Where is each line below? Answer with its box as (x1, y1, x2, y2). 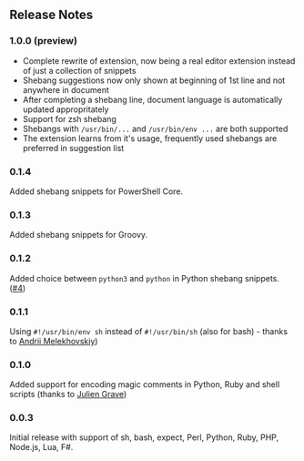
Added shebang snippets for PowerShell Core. (9, 186, 184, 197)
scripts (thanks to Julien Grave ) (9, 389, 127, 400)
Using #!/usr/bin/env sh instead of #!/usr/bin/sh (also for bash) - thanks (9, 325, 289, 336)
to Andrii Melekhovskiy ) (9, 335, 98, 346)
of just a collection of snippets (22, 65, 137, 76)
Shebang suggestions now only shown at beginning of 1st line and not (22, 75, 286, 86)
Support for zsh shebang (22, 113, 117, 124)
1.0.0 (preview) (9, 35, 77, 47)
